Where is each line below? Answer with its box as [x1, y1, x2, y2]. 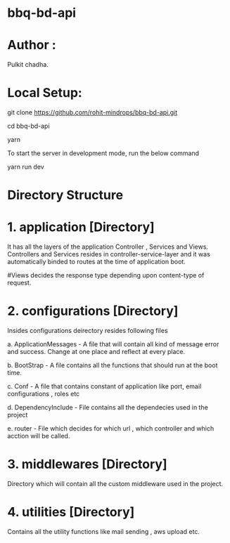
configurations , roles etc [7, 390, 80, 398]
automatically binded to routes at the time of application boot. [7, 258, 186, 266]
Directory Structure [7, 188, 124, 203]
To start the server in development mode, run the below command [7, 149, 199, 157]
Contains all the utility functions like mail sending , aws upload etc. [7, 528, 200, 535]
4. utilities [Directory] [7, 504, 135, 521]
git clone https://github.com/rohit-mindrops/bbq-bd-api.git [7, 108, 178, 117]
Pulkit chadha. [7, 60, 49, 69]
